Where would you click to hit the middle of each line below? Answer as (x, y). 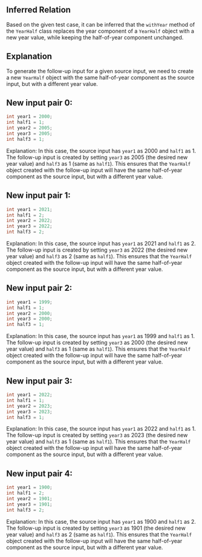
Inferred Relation (39, 10)
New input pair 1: (38, 196)
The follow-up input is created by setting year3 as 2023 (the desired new (97, 435)
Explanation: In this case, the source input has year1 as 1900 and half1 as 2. (101, 521)
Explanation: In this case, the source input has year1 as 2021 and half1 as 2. (101, 243)
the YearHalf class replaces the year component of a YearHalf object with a (100, 31)
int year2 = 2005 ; (29, 128)
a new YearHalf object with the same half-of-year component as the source (100, 77)
